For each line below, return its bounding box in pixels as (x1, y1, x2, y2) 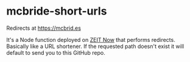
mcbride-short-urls (6, 4, 107, 18)
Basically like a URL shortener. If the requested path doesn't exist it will (6, 43, 185, 50)
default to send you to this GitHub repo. (6, 49, 105, 56)
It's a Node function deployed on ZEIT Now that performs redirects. (6, 36, 175, 43)
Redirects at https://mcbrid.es (6, 24, 81, 32)
